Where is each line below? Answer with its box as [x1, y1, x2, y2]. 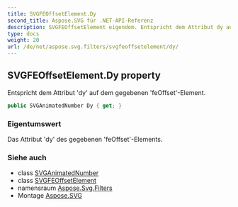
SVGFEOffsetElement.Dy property [7, 69, 161, 82]
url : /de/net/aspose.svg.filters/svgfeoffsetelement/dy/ [7, 43, 179, 50]
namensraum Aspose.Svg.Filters [17, 184, 113, 192]
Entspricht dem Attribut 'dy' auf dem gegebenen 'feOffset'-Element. [7, 88, 206, 96]
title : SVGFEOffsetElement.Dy [7, 10, 97, 18]
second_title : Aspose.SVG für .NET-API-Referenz [7, 17, 154, 24]
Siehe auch [7, 152, 47, 162]
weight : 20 [7, 37, 40, 44]
